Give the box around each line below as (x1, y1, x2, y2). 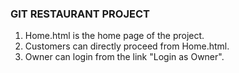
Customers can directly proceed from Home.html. (24, 40, 230, 52)
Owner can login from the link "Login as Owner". (24, 51, 225, 63)
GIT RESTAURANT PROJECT (10, 7, 150, 21)
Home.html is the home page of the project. (24, 30, 205, 42)
